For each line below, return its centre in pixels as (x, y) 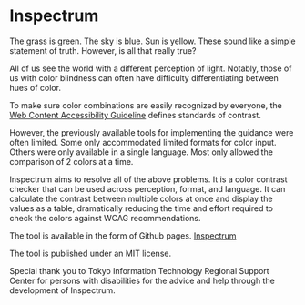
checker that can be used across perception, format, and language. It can (147, 188)
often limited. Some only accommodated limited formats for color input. (143, 142)
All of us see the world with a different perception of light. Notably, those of (151, 68)
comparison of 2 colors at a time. (71, 161)
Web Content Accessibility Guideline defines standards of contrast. (135, 115)
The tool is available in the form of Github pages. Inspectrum (123, 235)
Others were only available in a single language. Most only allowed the (141, 152)
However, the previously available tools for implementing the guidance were (152, 132)
